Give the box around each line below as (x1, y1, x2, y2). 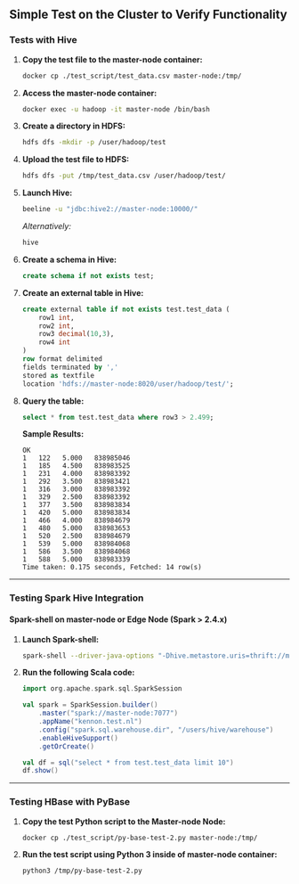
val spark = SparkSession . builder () (21, 700, 158, 709)
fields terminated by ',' (21, 363, 118, 372)
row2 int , (38, 321, 75, 331)
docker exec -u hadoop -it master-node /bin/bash (21, 104, 211, 114)
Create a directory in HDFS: (21, 120, 126, 132)
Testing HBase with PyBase (9, 796, 131, 808)
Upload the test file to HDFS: (21, 154, 130, 165)
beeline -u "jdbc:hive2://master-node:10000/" (21, 205, 198, 214)
